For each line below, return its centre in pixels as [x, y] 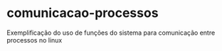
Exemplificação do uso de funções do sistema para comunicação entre [111, 33]
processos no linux [35, 40]
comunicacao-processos [83, 13]
